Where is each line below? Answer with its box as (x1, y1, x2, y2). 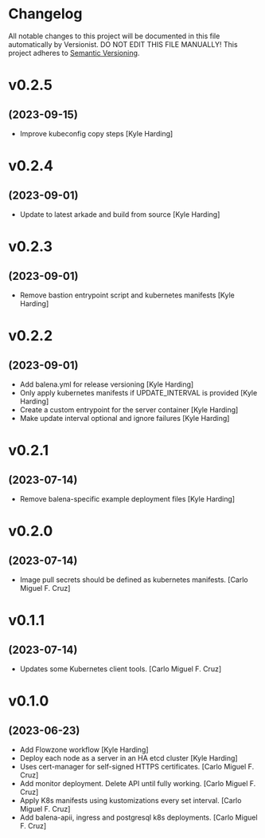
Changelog (8, 5, 83, 23)
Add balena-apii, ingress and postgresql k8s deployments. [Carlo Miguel (19, 812, 258, 822)
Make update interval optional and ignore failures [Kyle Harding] (19, 413, 230, 423)
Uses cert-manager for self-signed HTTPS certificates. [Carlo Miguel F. (19, 761, 255, 771)
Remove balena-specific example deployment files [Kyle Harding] (19, 494, 236, 503)
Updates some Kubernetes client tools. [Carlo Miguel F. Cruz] (19, 663, 221, 674)
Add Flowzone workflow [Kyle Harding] (19, 745, 149, 754)
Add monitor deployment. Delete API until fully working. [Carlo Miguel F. (19, 778, 256, 788)
